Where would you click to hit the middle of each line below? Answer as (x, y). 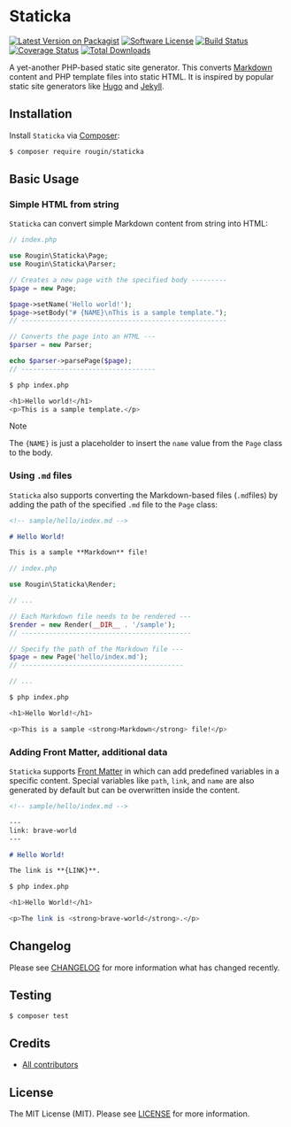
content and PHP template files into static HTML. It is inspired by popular (142, 76)
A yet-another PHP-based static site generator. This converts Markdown (141, 67)
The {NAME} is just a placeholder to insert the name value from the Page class (146, 444)
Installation (41, 114)
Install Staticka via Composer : (65, 135)
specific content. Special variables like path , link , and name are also (132, 781)
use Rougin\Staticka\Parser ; (63, 264)
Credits (30, 1043)
